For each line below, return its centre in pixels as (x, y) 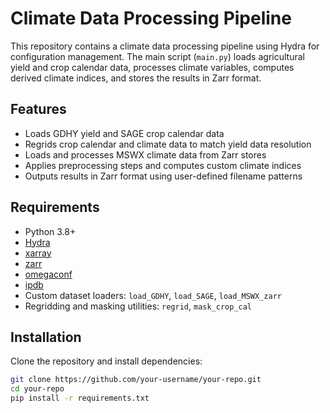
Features (38, 109)
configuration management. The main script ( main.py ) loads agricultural (157, 56)
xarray (38, 253)
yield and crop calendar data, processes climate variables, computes (152, 67)
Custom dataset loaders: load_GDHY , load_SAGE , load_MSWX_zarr (153, 295)
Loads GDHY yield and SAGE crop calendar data (124, 133)
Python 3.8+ (50, 231)
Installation (46, 337)
